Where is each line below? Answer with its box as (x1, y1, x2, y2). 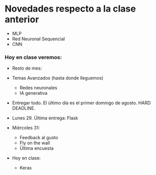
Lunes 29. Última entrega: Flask (12, 115, 78, 121)
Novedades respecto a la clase (5, 3, 136, 15)
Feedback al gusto (19, 135, 59, 141)
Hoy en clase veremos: (5, 53, 62, 61)
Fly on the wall (19, 140, 50, 146)
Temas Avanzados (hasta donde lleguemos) (12, 75, 103, 81)
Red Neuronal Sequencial (12, 36, 65, 42)
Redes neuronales (19, 85, 58, 91)
